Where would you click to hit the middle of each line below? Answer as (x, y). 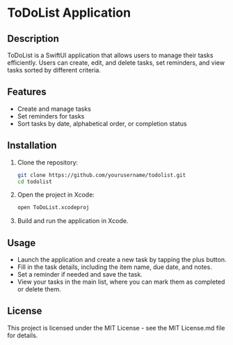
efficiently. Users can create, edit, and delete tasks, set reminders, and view (116, 63)
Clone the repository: (48, 162)
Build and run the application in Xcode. (73, 221)
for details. (23, 335)
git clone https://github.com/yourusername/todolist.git (102, 175)
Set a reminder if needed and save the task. (80, 275)
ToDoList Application (69, 13)
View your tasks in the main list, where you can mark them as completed (121, 282)
